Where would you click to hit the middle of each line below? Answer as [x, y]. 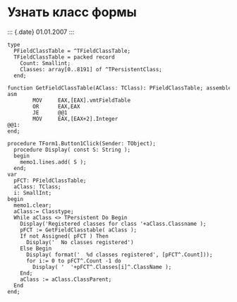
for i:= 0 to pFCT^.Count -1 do [73, 261]
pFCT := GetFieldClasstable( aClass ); [79, 230]
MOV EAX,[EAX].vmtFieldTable [82, 100]
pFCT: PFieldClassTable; [50, 181]
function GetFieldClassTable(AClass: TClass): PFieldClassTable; [105, 88]
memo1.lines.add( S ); [53, 162]
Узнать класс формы [72, 12]
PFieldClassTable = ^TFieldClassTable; [72, 51]
